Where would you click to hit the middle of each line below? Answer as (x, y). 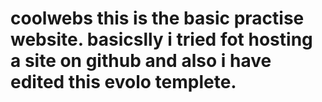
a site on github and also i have (141, 61)
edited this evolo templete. (123, 82)
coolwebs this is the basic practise (157, 18)
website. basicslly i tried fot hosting (161, 39)
